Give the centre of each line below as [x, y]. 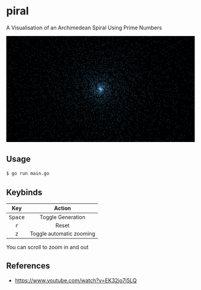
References [28, 266]
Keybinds [25, 192]
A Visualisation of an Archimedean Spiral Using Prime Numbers [84, 28]
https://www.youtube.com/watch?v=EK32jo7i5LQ [76, 280]
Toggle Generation [63, 217]
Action [63, 209]
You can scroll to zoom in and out [47, 247]
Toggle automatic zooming [63, 234]
